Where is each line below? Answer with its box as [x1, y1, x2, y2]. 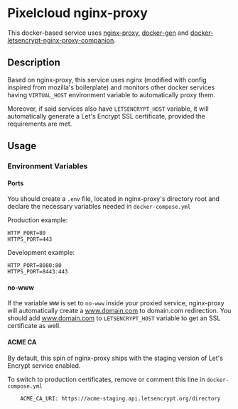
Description [7, 57, 60, 69]
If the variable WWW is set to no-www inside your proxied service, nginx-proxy [7, 299, 225, 307]
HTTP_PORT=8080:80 [7, 262, 62, 269]
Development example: [7, 249, 75, 257]
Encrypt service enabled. [7, 361, 81, 370]
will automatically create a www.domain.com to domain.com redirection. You [7, 307, 232, 315]
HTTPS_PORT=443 [7, 236, 53, 243]
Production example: [7, 216, 68, 224]
